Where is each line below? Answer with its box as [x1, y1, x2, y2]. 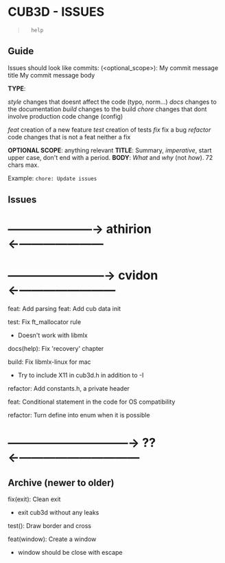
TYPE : [8, 84, 26, 93]
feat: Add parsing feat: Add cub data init [8, 305, 121, 313]
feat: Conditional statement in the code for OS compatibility [8, 398, 176, 406]
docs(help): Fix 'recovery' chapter [8, 345, 104, 353]
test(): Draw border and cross [8, 522, 92, 530]
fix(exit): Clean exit [8, 495, 61, 503]
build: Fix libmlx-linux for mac [8, 358, 91, 366]
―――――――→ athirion [8, 221, 152, 237]
